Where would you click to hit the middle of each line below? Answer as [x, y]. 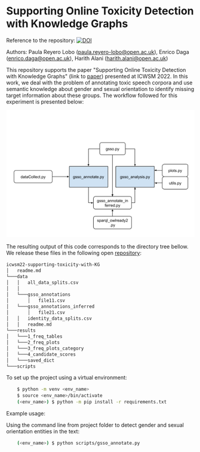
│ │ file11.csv [36, 301]
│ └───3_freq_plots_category [45, 348]
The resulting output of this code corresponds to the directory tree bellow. [98, 246]
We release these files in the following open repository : [74, 253]
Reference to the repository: [41, 40]
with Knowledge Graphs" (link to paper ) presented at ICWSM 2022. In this [97, 76]
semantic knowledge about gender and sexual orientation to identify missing [100, 89]
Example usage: [26, 413]
